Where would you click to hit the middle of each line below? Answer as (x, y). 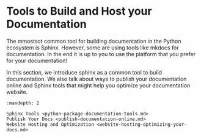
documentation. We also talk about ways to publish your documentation (97, 79)
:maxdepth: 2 (23, 103)
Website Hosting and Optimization (50, 124)
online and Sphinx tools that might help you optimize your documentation (98, 85)
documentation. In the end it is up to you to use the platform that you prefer (101, 54)
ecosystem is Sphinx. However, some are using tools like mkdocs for (93, 48)
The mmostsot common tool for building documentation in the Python (94, 41)
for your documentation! (37, 60)
